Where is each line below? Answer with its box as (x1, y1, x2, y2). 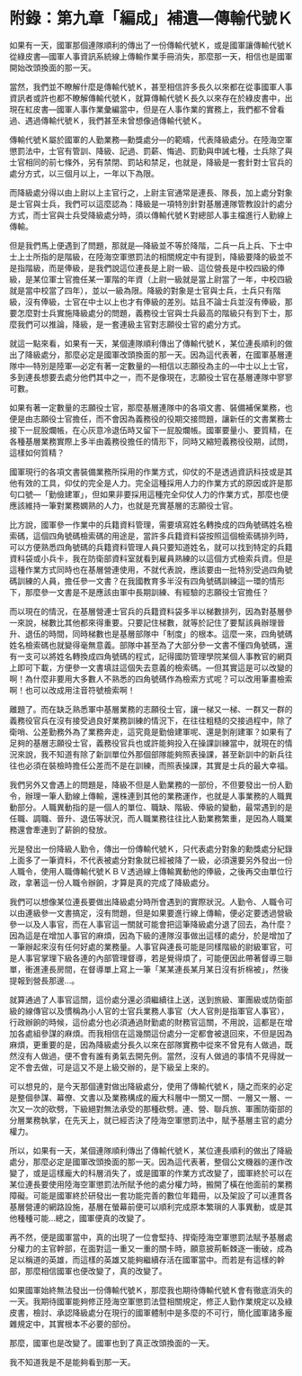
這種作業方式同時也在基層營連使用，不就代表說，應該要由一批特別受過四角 (9, 564, 285, 575)
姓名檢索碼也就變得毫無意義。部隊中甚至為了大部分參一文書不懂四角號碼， (9, 639, 285, 650)
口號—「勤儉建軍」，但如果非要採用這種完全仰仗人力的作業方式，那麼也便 (16, 488, 289, 500)
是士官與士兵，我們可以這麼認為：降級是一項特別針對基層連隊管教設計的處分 (9, 198, 293, 209)
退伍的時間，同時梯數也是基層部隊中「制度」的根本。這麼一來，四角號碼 (24, 628, 293, 639)
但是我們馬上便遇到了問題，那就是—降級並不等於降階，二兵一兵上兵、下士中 (9, 240, 293, 250)
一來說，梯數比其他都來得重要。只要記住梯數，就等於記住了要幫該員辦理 (9, 617, 277, 628)
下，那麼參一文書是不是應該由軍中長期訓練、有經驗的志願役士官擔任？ (9, 586, 270, 597)
